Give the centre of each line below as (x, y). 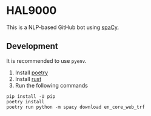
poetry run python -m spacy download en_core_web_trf (76, 107)
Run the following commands (51, 85)
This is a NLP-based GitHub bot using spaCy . (63, 27)
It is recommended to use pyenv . (46, 60)
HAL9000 (32, 11)
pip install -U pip (31, 96)
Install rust (28, 79)
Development (32, 46)
